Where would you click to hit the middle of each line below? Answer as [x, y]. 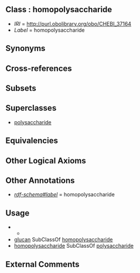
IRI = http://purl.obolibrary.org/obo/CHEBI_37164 [73, 23]
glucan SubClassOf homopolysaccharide [63, 240]
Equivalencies [32, 141]
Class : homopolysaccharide [59, 10]
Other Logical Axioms [46, 161]
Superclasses [31, 108]
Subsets [21, 88]
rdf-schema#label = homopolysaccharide [64, 194]
